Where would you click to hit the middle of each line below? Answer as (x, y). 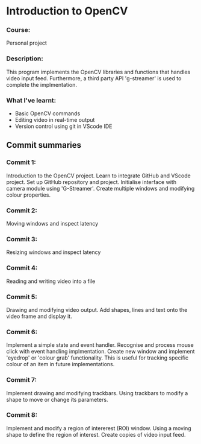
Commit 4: (22, 268)
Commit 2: (22, 211)
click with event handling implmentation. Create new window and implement (100, 352)
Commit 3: (22, 239)
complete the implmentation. (42, 84)
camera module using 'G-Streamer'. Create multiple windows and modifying (100, 188)
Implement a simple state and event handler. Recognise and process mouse (100, 345)
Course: (18, 30)
